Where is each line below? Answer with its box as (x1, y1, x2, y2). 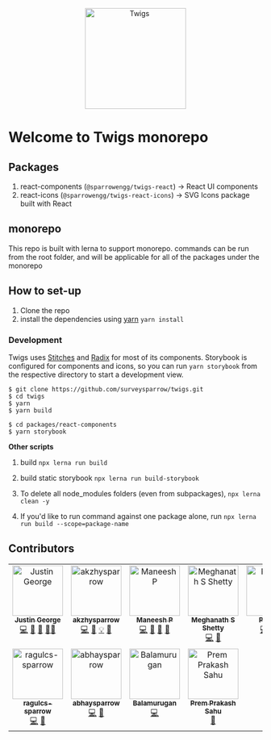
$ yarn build (8, 406, 52, 415)
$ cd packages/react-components (8, 420, 117, 429)
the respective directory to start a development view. (8, 370, 184, 379)
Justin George (15, 615, 61, 625)
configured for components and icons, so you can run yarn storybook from (8, 361, 258, 370)
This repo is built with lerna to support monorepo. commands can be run (8, 243, 250, 253)
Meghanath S (190, 615, 236, 625)
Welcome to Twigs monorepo (8, 128, 209, 147)
